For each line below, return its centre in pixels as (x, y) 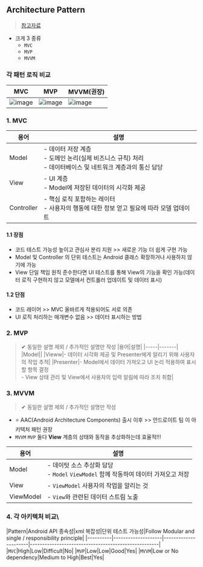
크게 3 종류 (28, 38)
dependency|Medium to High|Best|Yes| (55, 557)
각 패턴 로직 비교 (28, 75)
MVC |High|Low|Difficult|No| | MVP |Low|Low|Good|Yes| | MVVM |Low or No (93, 551)
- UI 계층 (56, 179)
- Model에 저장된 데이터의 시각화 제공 (95, 188)
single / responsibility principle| (45, 538)
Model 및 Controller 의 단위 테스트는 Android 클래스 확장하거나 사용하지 (100, 257)
